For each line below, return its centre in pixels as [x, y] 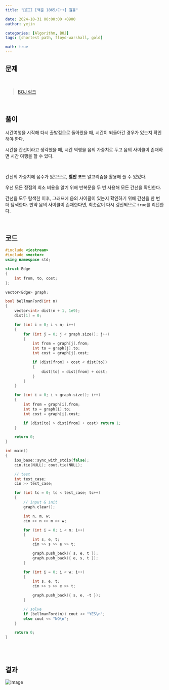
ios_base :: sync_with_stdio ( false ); [52, 460]
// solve [33, 609]
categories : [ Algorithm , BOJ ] [37, 33]
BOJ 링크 [27, 91]
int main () [17, 451]
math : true [17, 47]
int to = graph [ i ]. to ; [47, 409]
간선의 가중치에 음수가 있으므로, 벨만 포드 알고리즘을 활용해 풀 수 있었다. [76, 176]
